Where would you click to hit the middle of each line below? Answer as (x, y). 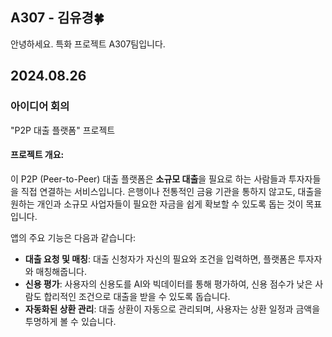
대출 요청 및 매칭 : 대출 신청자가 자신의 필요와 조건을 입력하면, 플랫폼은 (160, 259)
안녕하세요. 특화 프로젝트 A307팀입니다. (88, 44)
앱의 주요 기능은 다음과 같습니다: (73, 237)
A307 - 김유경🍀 (57, 18)
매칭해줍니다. (61, 271)
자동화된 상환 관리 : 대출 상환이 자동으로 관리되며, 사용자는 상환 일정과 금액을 (172, 309)
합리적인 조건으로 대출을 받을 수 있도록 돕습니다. (137, 296)
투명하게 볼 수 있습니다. (70, 321)
